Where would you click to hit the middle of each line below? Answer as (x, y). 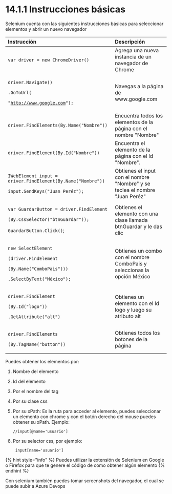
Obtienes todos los (137, 333)
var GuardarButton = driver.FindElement (58, 209)
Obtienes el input (135, 171)
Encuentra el (130, 143)
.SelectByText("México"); (39, 279)
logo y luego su (133, 310)
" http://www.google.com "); (41, 103)
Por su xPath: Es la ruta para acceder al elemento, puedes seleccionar (87, 411)
